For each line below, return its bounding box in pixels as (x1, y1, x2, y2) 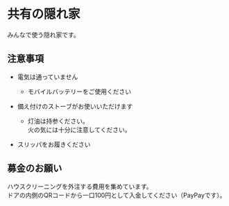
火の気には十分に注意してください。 (27, 126, 131, 134)
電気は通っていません (17, 72, 78, 80)
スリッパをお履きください (17, 140, 91, 148)
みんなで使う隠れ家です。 (7, 31, 80, 39)
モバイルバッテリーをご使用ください (27, 87, 132, 96)
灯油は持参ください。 (27, 117, 89, 125)
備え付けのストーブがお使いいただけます (17, 102, 133, 110)
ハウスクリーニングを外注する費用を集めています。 (7, 182, 153, 191)
